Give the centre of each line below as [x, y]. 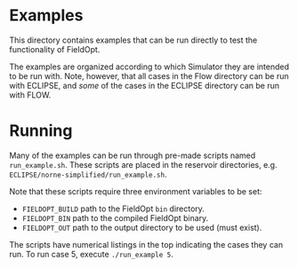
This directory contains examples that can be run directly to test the [133, 40]
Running [41, 131]
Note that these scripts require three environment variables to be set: [136, 191]
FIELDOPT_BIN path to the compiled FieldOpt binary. [115, 217]
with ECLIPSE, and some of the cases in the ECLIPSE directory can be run [145, 85]
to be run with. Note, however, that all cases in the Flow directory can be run [149, 75]
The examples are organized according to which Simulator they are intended [149, 67]
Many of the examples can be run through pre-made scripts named [133, 155]
